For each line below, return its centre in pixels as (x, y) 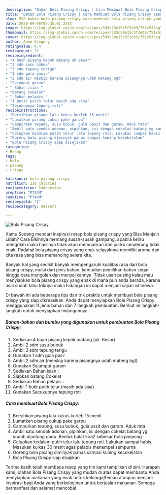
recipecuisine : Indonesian (33, 188)
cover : (12, 37)
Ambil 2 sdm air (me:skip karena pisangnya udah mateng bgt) (75, 361)
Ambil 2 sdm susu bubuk (38, 345)
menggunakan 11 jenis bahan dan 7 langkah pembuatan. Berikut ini (73, 305)
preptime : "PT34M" (24, 193)
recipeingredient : (24, 55)
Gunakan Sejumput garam (39, 366)
